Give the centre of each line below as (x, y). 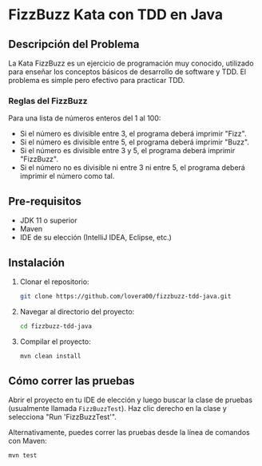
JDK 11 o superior (48, 220)
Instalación (37, 262)
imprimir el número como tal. (67, 176)
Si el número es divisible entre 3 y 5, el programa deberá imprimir (127, 151)
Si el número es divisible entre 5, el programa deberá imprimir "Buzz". (135, 142)
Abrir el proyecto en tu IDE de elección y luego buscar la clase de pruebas (131, 400)
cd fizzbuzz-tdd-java (56, 326)
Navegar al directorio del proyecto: (77, 311)
